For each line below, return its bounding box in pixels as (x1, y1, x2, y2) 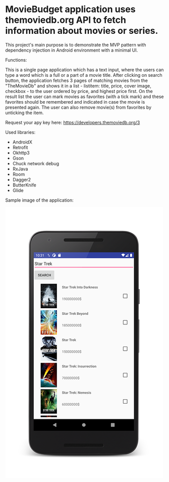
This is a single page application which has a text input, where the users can (5, 67, 164, 73)
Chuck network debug (12, 160, 60, 166)
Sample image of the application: (5, 197, 74, 203)
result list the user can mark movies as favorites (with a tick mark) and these (5, 93, 164, 100)
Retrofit (12, 144, 28, 150)
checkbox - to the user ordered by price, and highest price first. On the (5, 88, 153, 94)
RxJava (12, 166, 28, 172)
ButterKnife (12, 182, 36, 188)
